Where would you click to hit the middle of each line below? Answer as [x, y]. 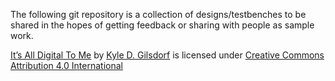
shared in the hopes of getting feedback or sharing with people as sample [162, 25]
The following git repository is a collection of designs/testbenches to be [158, 14]
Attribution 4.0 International [66, 65]
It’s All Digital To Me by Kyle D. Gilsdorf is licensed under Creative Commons [167, 55]
